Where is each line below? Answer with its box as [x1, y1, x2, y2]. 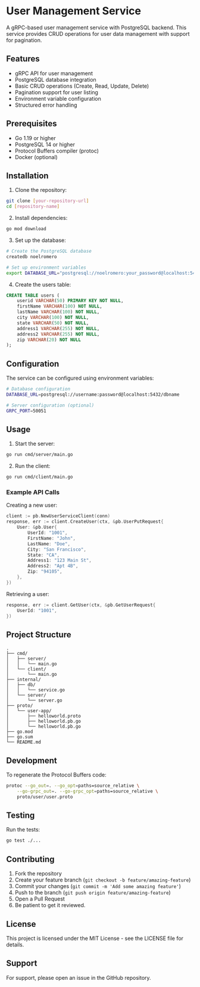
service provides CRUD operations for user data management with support [6, 30, 190, 37]
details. [6, 941, 24, 948]
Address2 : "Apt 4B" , [27, 563, 79, 569]
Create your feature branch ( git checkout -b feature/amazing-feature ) [14, 876, 191, 883]
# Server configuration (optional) [6, 402, 95, 408]
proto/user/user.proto [17, 794, 73, 800]
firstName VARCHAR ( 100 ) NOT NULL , [17, 303, 102, 309]
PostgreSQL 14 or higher [14, 141, 76, 148]
